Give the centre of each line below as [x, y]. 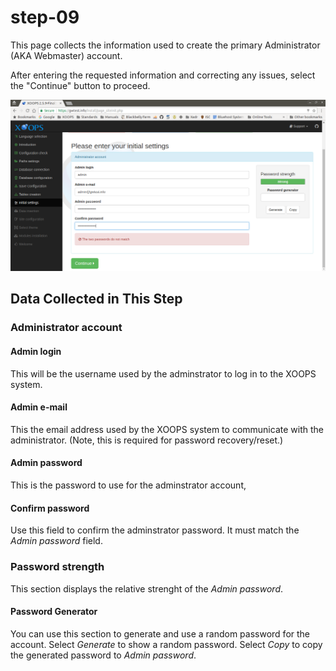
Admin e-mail [39, 407]
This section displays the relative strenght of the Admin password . [147, 588]
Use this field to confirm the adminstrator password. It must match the [155, 530]
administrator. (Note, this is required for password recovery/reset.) [147, 440]
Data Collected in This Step [96, 299]
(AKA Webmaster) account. [66, 55]
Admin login [36, 351]
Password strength [57, 567]
